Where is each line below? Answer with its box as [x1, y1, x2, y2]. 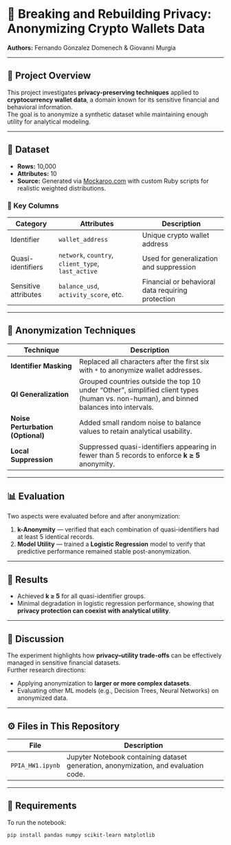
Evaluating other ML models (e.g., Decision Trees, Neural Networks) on [16, 687, 219, 695]
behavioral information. [7, 102, 73, 111]
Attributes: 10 [16, 169, 57, 177]
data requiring [142, 285, 188, 295]
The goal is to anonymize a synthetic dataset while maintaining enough [7, 110, 208, 118]
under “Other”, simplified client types [78, 385, 199, 395]
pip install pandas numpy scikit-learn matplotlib [7, 831, 155, 838]
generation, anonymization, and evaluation [66, 760, 204, 770]
